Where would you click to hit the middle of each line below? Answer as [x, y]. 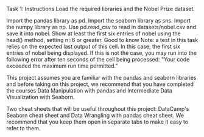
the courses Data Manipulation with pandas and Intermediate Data [89, 90]
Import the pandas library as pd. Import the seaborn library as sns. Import [98, 20]
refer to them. [23, 128]
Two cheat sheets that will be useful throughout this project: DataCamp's [98, 109]
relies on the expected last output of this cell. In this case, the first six [93, 46]
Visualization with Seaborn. [40, 97]
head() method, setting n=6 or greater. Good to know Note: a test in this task [102, 40]
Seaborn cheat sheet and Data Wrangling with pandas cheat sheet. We [95, 115]
